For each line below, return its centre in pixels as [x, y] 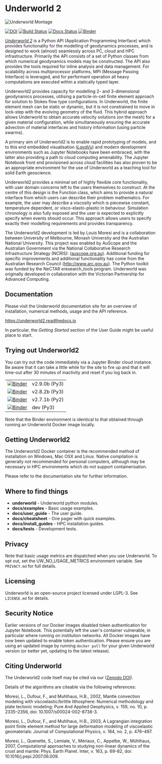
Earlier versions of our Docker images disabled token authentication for [76, 625]
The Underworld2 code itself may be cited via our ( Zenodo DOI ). [69, 678]
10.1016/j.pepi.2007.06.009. [32, 756]
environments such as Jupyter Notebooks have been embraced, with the [78, 152]
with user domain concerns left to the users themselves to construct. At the [80, 187]
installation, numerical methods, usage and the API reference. [66, 311]
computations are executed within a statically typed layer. [62, 82]
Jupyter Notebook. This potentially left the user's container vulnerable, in [78, 630]
